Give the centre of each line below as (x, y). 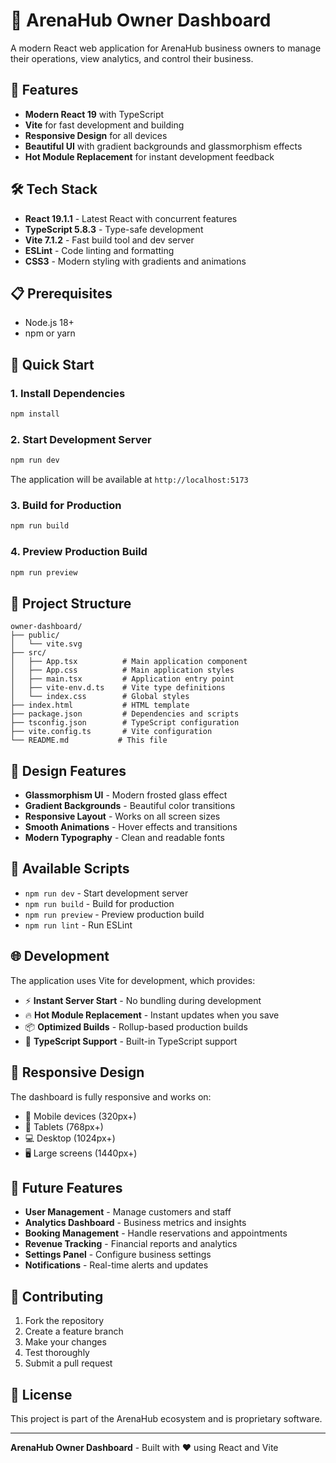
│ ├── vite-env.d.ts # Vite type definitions (118, 688)
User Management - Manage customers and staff (128, 1212)
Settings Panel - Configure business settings (118, 1255)
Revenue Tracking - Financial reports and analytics (131, 1244)
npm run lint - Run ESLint (78, 925)
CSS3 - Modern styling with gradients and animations (135, 261)
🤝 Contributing (57, 1296)
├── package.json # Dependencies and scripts (125, 714)
